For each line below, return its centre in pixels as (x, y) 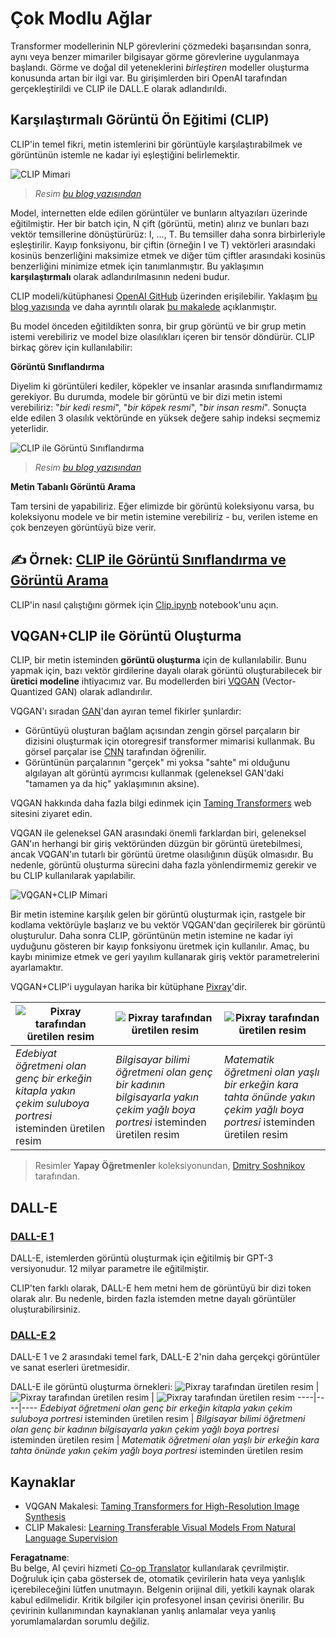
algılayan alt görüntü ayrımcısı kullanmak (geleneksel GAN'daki (154, 773)
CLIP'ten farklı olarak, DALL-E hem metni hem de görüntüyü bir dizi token (161, 1288)
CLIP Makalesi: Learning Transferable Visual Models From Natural (160, 1528)
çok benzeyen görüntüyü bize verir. (83, 527)
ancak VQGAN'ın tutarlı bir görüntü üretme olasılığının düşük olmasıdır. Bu (162, 854)
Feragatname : (40, 1558)
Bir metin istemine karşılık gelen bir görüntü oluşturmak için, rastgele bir (158, 914)
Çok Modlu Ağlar (81, 18)
